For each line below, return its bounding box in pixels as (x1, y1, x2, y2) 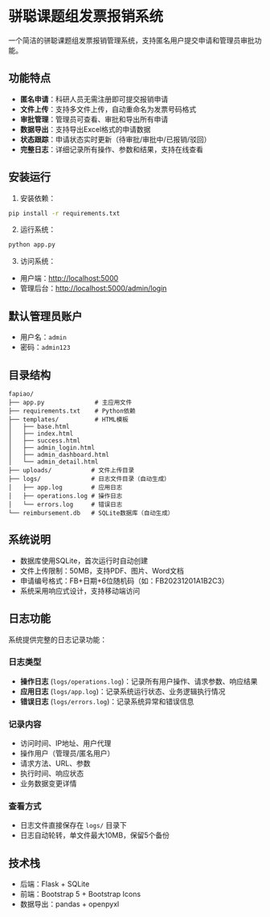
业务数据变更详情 (19, 779, 77, 788)
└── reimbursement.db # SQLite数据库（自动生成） (8, 508, 174, 517)
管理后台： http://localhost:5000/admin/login (19, 283, 167, 294)
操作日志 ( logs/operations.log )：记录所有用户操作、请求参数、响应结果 (19, 676, 258, 686)
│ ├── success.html (8, 436, 81, 445)
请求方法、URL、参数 (19, 759, 91, 768)
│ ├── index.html (8, 430, 74, 438)
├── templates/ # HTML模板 (8, 415, 129, 423)
